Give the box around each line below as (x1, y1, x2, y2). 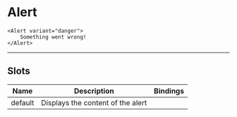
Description (73, 85, 114, 95)
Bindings (154, 85, 185, 95)
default (11, 97, 35, 107)
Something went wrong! (20, 33, 87, 41)
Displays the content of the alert (41, 97, 147, 107)
